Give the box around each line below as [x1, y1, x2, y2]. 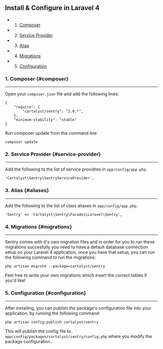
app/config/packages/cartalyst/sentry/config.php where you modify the [5, 333, 152, 339]
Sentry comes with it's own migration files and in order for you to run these [5, 239, 155, 244]
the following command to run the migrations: [5, 255, 96, 260]
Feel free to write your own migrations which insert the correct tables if [5, 272, 147, 278]
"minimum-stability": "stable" [14, 118, 77, 122]
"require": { [14, 105, 40, 110]
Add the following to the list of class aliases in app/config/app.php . [5, 203, 138, 209]
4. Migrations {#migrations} [5, 223, 72, 230]
